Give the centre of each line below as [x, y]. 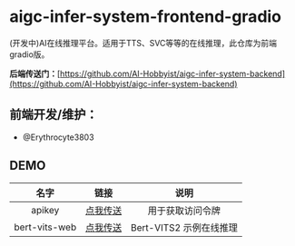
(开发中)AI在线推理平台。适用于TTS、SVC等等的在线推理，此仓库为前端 [143, 43]
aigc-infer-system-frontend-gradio [146, 17]
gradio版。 [29, 54]
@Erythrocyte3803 [58, 137]
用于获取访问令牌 [184, 211]
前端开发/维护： [54, 115]
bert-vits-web [45, 227]
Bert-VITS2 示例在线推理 [184, 227]
